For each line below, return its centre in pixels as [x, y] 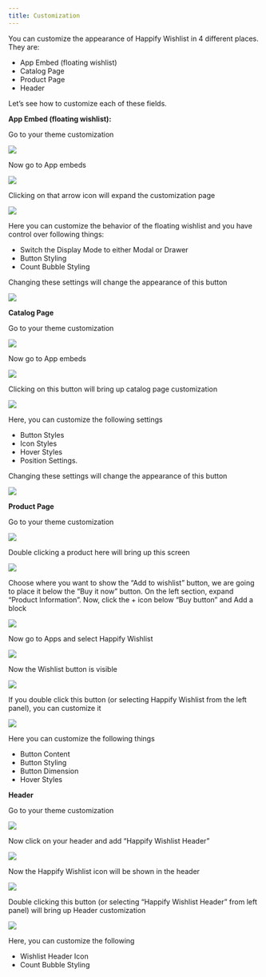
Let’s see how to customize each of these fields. [88, 103]
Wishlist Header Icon [54, 956]
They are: [24, 47]
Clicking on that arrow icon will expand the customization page [112, 195]
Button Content [45, 754]
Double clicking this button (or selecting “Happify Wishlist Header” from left [133, 902]
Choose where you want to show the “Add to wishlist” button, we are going [131, 582]
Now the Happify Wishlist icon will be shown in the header [104, 871]
